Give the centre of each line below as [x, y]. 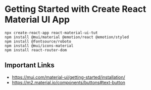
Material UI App [37, 20]
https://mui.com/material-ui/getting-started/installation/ [69, 77]
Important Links [30, 65]
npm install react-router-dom [36, 50]
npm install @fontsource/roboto [38, 41]
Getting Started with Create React [75, 9]
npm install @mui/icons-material [39, 45]
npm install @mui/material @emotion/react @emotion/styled [67, 37]
